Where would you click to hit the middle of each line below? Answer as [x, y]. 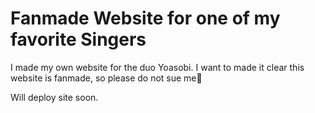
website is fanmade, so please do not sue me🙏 [106, 78]
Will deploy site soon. [54, 97]
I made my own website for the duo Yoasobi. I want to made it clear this [157, 67]
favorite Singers [78, 39]
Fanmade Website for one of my [145, 18]
